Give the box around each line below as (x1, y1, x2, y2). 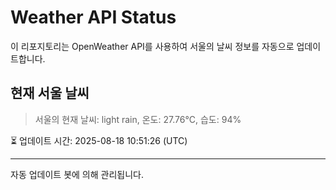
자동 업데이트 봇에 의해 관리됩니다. (10, 168, 144, 180)
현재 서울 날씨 (10, 85, 90, 102)
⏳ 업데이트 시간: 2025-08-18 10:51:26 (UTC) (10, 134, 188, 146)
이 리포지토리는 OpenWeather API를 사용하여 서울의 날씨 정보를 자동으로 (10, 40, 295, 52)
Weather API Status (10, 6, 177, 29)
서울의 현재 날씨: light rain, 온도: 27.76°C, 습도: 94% (34, 113, 242, 125)
